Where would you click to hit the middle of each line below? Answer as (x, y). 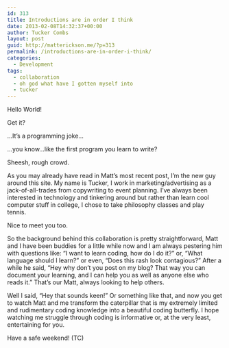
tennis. (16, 212)
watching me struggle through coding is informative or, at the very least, (109, 318)
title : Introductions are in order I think (70, 20)
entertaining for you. (36, 325)
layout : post (26, 39)
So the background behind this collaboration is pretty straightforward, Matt (113, 239)
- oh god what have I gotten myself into (73, 84)
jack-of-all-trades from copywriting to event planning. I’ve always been (107, 190)
